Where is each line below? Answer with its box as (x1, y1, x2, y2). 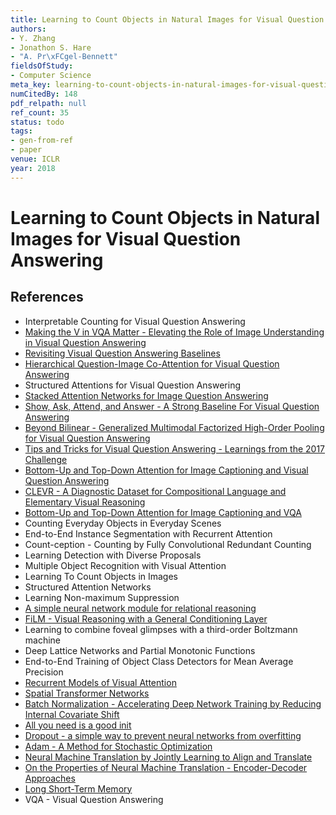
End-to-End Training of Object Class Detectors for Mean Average (24, 655, 294, 667)
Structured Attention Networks (24, 581, 152, 593)
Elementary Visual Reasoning (24, 496, 146, 508)
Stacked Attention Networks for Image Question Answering (24, 389, 269, 401)
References (10, 289, 84, 306)
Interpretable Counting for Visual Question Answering (24, 315, 246, 327)
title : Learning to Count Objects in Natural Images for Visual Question (10, 14, 325, 25)
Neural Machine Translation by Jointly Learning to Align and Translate (24, 751, 313, 763)
